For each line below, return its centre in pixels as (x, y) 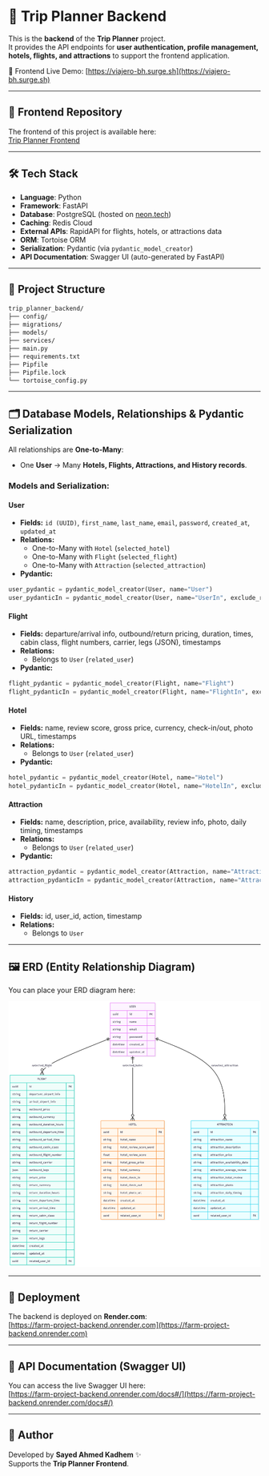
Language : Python (50, 197)
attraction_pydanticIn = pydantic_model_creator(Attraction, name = (123, 880)
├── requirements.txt (44, 357)
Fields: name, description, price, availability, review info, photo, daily (133, 822)
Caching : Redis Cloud (56, 223)
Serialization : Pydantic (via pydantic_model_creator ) (106, 248)
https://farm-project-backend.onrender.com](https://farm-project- (120, 1325)
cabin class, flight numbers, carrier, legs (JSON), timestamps (120, 642)
